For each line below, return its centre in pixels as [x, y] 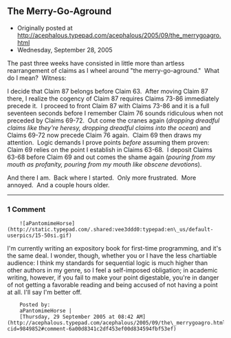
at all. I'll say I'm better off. [45, 293]
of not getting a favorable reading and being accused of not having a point [112, 285]
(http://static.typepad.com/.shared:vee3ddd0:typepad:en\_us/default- [110, 230]
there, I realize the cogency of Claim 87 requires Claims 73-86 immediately [113, 98]
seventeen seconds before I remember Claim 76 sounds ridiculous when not [115, 113]
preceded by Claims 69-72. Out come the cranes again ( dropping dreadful [113, 120]
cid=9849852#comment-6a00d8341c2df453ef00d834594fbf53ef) [92, 329]
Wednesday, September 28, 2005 [65, 50]
